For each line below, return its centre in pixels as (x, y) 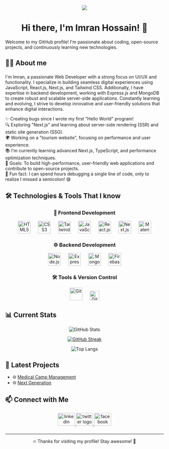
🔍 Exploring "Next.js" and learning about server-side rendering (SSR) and (82, 125)
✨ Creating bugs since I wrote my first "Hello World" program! (69, 119)
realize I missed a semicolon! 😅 (38, 179)
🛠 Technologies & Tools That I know (63, 196)
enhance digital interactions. (35, 109)
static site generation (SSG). (34, 132)
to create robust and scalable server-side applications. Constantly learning (82, 98)
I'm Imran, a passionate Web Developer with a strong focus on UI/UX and (81, 77)
